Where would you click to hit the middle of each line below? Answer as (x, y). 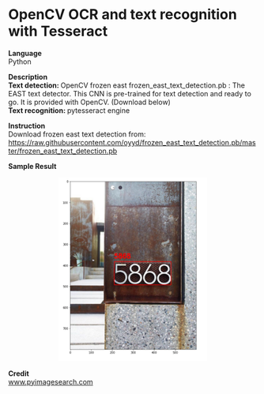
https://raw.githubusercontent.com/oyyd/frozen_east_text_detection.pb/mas (132, 142)
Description (28, 77)
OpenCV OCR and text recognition (123, 15)
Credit (19, 373)
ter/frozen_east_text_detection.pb (63, 151)
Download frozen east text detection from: (77, 134)
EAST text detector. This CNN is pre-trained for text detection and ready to (130, 93)
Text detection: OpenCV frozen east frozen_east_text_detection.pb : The (126, 85)
